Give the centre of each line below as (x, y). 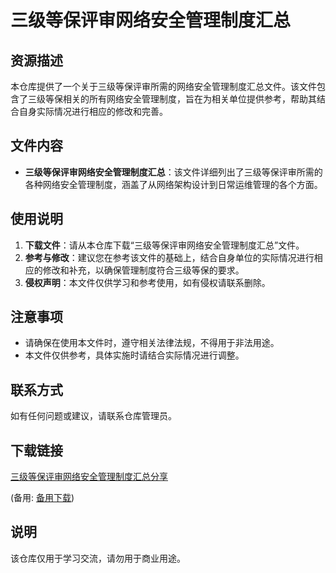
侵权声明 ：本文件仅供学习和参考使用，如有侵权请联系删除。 (147, 282)
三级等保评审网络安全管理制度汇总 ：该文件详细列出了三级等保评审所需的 (173, 172)
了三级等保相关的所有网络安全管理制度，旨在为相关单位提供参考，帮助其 (167, 99)
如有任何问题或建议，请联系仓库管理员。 (93, 416)
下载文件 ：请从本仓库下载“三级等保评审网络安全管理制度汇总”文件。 (164, 245)
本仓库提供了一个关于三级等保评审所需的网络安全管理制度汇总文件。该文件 (163, 86)
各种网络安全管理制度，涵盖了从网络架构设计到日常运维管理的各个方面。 (173, 184)
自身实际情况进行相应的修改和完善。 (93, 111)
